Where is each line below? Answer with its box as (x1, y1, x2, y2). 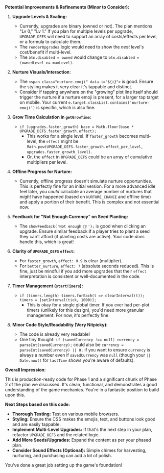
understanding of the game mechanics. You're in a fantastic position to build (5, 387, 159, 393)
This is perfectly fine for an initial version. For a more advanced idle (19, 183, 156, 189)
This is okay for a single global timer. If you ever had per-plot (26, 302, 150, 308)
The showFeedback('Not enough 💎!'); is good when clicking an (19, 223, 146, 229)
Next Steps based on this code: (5, 401, 70, 407)
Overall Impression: (5, 367, 46, 373)
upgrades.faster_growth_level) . (26, 149, 92, 154)
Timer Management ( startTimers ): (12, 283, 83, 289)
